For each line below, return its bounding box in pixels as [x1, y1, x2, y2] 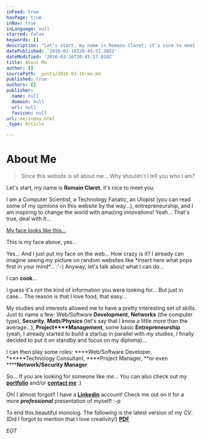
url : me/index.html [6, 115, 55, 121]
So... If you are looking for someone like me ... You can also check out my [6, 373, 187, 380]
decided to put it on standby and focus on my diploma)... [6, 336, 147, 344]
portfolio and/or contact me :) [6, 379, 82, 386]
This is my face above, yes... [6, 239, 77, 246]
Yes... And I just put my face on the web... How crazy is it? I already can [6, 250, 184, 257]
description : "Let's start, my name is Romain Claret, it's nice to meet [6, 43, 196, 49]
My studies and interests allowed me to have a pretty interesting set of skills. [6, 304, 197, 312]
